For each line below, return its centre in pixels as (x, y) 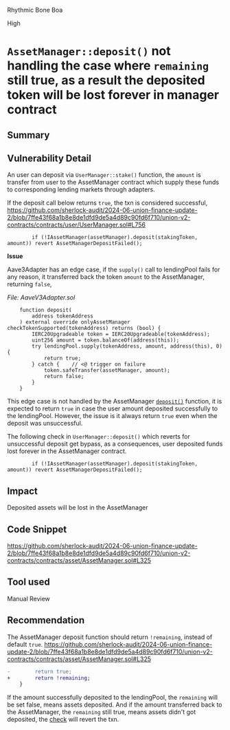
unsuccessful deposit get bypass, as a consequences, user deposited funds (115, 444)
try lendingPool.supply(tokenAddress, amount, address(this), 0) (127, 346)
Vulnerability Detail (49, 158)
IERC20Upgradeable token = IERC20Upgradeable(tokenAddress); (121, 334)
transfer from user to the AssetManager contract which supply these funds (113, 182)
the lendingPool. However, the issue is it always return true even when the (112, 416)
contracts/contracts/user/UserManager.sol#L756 (77, 225)
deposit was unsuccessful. (45, 424)
